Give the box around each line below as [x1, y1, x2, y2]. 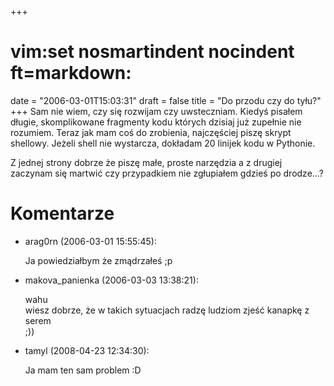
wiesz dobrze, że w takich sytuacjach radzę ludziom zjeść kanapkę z [24, 304, 310, 316]
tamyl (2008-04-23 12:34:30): [24, 344, 150, 356]
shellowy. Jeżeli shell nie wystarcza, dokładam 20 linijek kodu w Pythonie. [10, 137, 316, 149]
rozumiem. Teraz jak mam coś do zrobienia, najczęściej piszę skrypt [10, 126, 292, 138]
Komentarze [10, 202, 115, 225]
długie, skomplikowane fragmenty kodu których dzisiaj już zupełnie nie [10, 116, 302, 128]
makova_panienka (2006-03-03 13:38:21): [24, 274, 199, 286]
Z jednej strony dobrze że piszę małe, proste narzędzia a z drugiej [10, 156, 283, 168]
